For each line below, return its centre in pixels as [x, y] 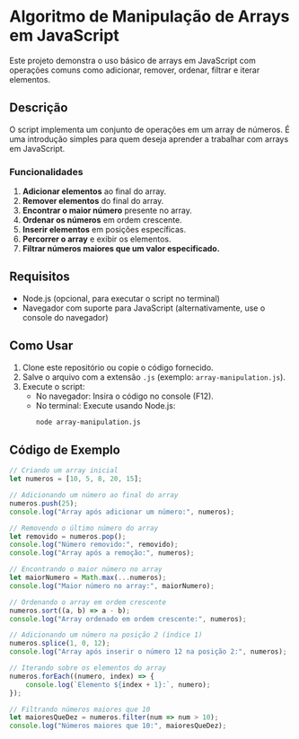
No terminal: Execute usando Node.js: [106, 405]
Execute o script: [53, 386]
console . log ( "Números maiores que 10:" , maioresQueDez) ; [118, 726]
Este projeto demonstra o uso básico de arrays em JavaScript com [132, 60]
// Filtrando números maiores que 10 [80, 709]
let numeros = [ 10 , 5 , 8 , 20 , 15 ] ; [76, 479]
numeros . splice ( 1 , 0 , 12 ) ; [60, 644]
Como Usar [41, 346]
